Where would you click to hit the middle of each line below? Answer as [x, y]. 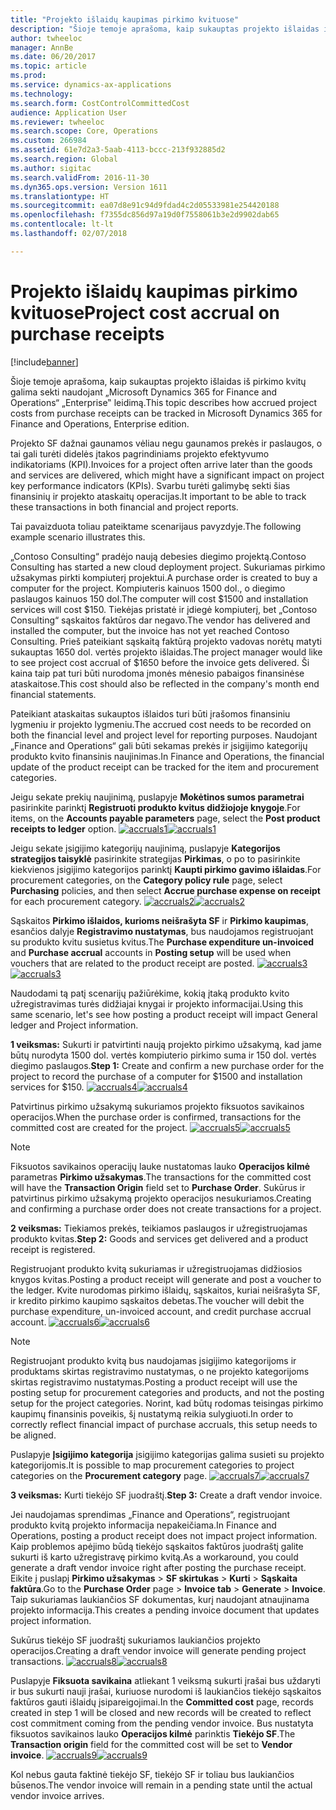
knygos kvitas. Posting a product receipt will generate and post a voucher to [166, 1279]
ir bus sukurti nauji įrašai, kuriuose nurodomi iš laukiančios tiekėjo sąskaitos [166, 1691]
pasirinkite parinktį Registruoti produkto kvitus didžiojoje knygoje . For [155, 807]
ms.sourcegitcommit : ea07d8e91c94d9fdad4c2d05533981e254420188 [145, 206]
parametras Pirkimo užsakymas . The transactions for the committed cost [161, 1177]
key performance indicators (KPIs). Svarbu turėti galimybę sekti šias [150, 485]
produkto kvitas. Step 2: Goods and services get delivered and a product [159, 1238]
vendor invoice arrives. [57, 1795]
